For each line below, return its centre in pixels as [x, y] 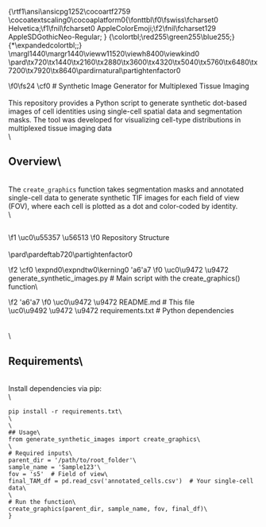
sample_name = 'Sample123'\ [55, 467]
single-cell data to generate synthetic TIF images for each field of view [124, 197]
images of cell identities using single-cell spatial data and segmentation [125, 111]
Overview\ [35, 162]
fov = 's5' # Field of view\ [58, 475]
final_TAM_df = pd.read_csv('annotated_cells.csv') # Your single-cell [131, 481]
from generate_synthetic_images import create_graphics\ [104, 440]
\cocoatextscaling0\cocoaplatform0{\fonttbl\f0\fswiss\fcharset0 [113, 20]
